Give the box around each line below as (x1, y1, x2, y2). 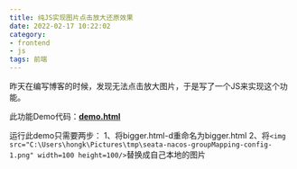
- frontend (9, 38, 51, 48)
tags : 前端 (9, 55, 48, 64)
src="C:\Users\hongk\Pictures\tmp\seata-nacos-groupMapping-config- (9, 140, 273, 149)
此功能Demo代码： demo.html (9, 111, 121, 121)
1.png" (9, 151, 34, 160)
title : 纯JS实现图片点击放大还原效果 (9, 13, 134, 22)
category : (9, 30, 47, 39)
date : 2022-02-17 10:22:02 (9, 22, 111, 31)
